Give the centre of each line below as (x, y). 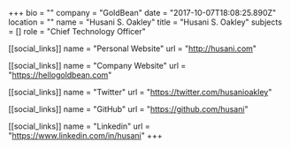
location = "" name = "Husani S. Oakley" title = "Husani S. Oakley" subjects (145, 22)
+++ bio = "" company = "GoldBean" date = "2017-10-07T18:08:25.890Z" (142, 13)
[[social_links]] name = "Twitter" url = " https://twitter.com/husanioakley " (140, 92)
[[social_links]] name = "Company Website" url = (97, 66)
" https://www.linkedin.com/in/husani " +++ (85, 135)
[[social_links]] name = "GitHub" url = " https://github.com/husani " (128, 109)
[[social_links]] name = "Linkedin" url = (80, 126)
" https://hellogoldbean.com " (60, 75)
